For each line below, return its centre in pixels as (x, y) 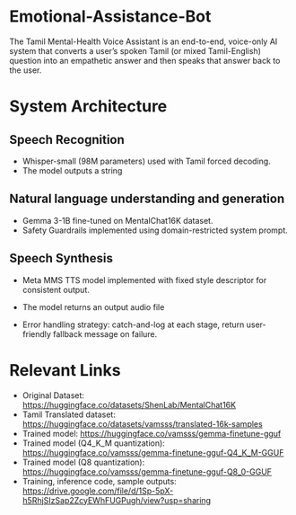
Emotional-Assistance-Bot (110, 17)
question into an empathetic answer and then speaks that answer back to (145, 60)
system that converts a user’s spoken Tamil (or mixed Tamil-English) (135, 50)
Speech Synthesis (61, 258)
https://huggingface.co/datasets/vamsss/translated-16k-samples (142, 423)
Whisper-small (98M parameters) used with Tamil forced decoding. (146, 161)
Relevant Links (65, 370)
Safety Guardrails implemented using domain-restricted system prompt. (155, 230)
